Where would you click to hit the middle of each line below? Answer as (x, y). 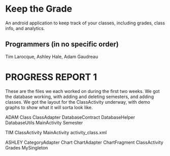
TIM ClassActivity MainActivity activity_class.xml (56, 132)
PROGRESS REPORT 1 (51, 77)
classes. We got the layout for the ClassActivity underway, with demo (78, 102)
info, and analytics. (25, 28)
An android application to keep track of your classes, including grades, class (85, 23)
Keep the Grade (39, 9)
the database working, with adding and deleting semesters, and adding (79, 97)
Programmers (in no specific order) (62, 44)
